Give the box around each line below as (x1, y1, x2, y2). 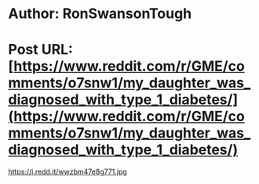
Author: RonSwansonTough (8, 5, 192, 23)
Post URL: (8, 41, 73, 59)
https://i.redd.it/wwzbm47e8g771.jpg (8, 167, 127, 177)
